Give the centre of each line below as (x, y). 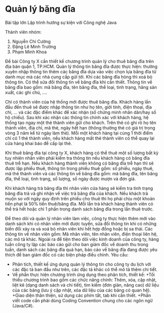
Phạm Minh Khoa (29, 52)
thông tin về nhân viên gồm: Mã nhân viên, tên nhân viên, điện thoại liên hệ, (82, 234)
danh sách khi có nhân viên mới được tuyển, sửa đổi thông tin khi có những (81, 224)
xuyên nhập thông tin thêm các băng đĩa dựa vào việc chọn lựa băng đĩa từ (81, 71)
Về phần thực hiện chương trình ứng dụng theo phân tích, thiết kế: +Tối (83, 274)
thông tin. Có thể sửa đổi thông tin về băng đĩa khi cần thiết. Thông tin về (79, 82)
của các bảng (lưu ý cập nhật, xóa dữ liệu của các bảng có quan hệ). (81, 290)
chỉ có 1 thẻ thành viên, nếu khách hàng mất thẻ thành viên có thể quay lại (80, 138)
